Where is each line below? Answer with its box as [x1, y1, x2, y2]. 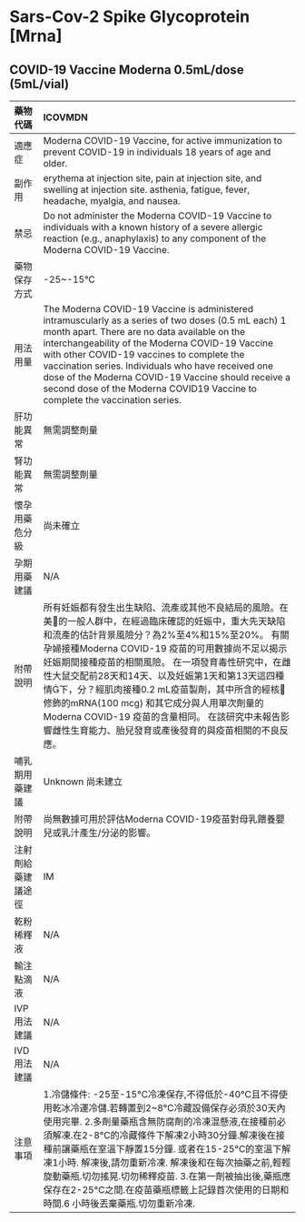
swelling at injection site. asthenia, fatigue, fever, [43, 184, 251, 196]
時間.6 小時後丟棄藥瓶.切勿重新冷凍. [43, 1197, 195, 1209]
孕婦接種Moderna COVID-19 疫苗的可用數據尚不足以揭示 [43, 642, 288, 654]
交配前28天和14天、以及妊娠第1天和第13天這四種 [70, 670, 285, 682]
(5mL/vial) [9, 76, 70, 92]
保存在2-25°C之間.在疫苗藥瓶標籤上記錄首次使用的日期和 [43, 1184, 290, 1196]
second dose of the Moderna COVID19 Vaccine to [43, 382, 257, 395]
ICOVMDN [43, 111, 88, 124]
